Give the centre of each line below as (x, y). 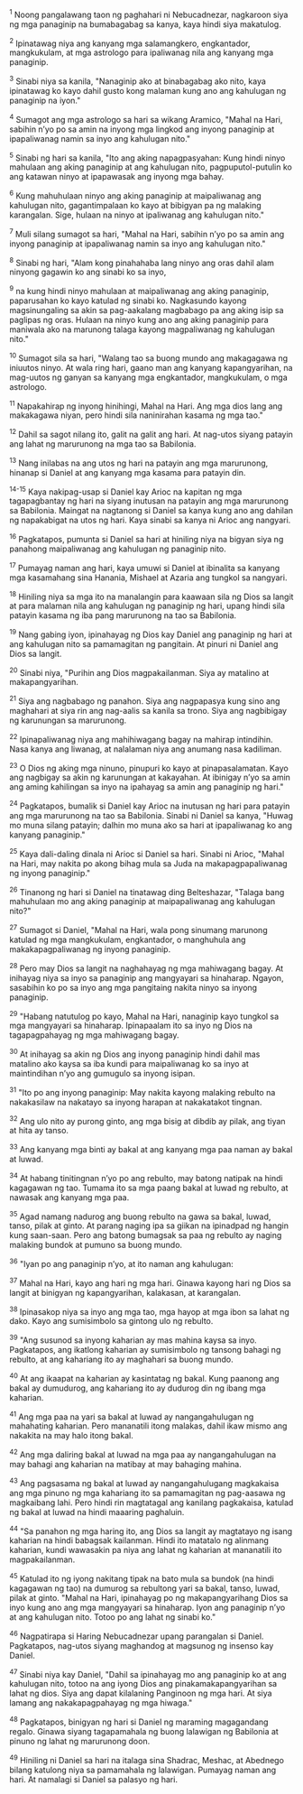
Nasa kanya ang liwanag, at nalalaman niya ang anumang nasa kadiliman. (146, 749)
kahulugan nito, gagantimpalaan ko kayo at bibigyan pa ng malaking (135, 205)
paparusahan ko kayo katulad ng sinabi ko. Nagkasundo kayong (128, 301)
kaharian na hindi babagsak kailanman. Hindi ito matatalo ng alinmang (139, 1540)
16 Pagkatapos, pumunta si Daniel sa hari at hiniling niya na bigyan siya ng (147, 538)
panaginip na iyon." (45, 100)
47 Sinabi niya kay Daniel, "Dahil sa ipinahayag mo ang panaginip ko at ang (148, 1673)
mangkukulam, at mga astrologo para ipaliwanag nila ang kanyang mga (142, 52)
